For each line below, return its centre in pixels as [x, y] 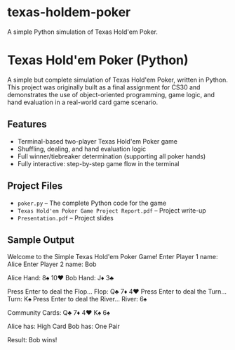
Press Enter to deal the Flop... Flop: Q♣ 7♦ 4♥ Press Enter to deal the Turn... [117, 292]
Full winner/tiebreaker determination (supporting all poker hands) [112, 156]
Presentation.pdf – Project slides [65, 218]
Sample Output [41, 240]
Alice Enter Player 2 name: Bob [52, 264]
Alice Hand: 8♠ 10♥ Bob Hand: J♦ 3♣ [61, 278]
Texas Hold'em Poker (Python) [98, 60]
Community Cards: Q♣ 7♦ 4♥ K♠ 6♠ [59, 313]
